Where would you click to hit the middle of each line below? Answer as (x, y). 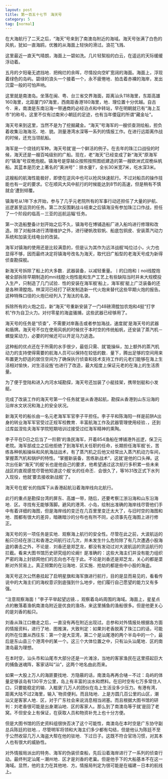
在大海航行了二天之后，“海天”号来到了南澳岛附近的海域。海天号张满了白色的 (84, 39)
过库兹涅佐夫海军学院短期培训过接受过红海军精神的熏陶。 (64, 429)
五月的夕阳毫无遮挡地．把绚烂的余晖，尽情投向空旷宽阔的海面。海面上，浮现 (84, 73)
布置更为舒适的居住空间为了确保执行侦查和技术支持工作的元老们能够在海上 (82, 359)
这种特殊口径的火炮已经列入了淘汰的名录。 (49, 296)
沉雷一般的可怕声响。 (27, 85)
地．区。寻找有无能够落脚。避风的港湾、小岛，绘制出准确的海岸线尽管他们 (82, 505)
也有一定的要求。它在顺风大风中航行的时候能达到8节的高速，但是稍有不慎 (85, 184)
